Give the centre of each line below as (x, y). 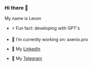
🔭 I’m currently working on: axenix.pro (50, 40)
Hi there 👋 (17, 8)
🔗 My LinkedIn (26, 49)
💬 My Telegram (27, 59)
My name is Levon (23, 19)
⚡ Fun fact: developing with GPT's (46, 28)
